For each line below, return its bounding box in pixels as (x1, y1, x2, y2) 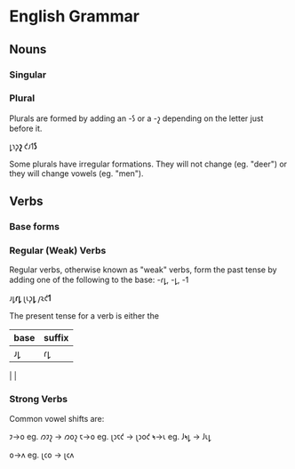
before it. (9, 123, 43, 133)
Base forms (9, 221, 60, 233)
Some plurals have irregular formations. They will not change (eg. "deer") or (9, 158, 287, 169)
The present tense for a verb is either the (9, 311, 160, 321)
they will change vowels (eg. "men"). (9, 167, 144, 179)
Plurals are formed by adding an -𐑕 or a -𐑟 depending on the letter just (9, 113, 264, 124)
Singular (9, 69, 47, 81)
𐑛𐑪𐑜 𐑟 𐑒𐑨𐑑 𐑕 (9, 141, 37, 151)
